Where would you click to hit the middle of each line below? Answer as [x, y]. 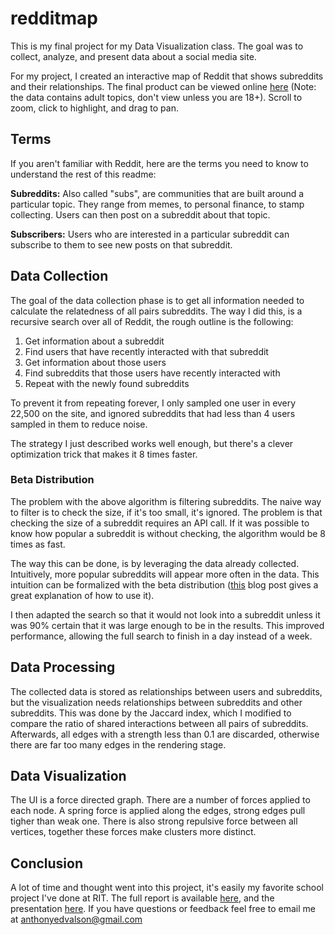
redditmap [54, 18]
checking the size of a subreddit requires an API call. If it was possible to [160, 523]
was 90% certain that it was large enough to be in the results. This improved [167, 625]
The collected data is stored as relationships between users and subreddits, [166, 691]
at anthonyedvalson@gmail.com [76, 919]
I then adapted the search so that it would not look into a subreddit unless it [165, 614]
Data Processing [63, 667]
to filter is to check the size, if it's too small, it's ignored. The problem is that [166, 512]
